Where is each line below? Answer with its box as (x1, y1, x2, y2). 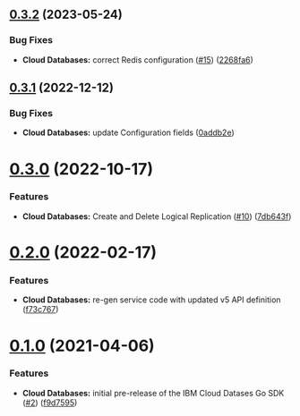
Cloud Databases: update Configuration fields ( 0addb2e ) (21, 127, 235, 138)
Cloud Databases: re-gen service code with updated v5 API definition (21, 294, 281, 305)
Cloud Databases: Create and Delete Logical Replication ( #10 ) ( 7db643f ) (21, 210, 292, 222)
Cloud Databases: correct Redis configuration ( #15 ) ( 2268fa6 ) (21, 54, 253, 65)
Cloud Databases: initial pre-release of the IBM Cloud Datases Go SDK (21, 387, 285, 398)
